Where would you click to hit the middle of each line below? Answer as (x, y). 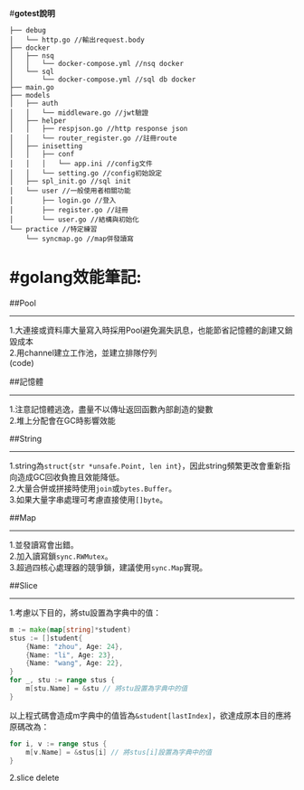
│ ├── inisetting (46, 146)
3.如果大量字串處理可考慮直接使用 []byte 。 (89, 499)
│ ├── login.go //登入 (63, 201)
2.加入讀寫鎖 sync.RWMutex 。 (61, 556)
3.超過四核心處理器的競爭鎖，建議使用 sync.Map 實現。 (109, 567)
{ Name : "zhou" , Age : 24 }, (75, 646)
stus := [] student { (46, 638)
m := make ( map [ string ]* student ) (70, 630)
